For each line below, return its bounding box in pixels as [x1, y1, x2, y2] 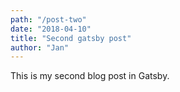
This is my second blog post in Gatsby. [10, 70, 170, 82]
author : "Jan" [10, 42, 70, 53]
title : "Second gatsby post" [10, 33, 132, 43]
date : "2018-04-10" [10, 24, 92, 34]
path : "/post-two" [10, 14, 87, 25]
